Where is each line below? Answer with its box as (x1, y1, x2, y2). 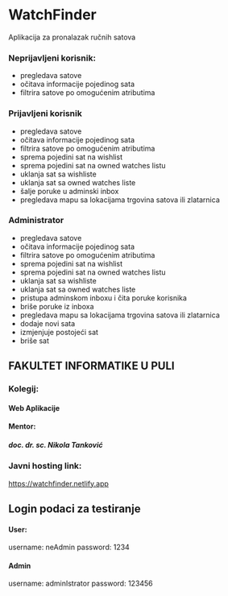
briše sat (19, 336, 50, 346)
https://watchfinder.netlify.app (8, 478, 109, 488)
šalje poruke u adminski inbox (19, 186, 119, 196)
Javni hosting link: (8, 461, 82, 472)
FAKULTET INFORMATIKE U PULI (8, 359, 175, 373)
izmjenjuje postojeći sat (19, 327, 99, 337)
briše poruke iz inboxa (19, 301, 94, 311)
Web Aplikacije (8, 403, 60, 412)
